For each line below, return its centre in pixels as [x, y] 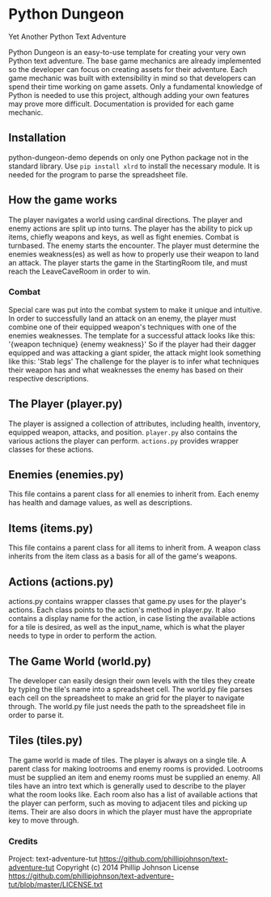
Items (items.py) [51, 528]
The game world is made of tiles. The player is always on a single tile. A [127, 760]
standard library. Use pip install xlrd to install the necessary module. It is [134, 166]
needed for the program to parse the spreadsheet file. [98, 174]
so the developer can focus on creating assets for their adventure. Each [128, 69]
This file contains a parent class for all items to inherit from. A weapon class [135, 548]
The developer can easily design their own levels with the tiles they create [132, 680]
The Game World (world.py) [80, 661]
